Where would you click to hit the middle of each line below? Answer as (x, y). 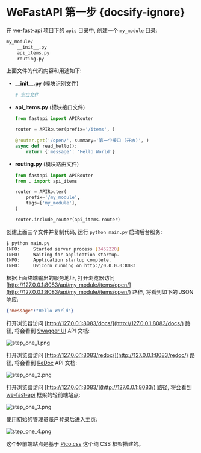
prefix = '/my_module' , (53, 198)
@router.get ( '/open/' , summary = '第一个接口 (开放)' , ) (82, 141)
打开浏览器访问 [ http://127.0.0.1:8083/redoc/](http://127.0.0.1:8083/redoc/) (97, 355)
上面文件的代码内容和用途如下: (44, 71)
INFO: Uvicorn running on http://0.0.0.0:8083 (71, 266)
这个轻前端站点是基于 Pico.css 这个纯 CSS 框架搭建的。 (75, 444)
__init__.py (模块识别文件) (47, 84)
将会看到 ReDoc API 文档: (45, 363)
